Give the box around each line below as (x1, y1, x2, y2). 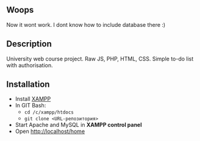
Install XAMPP (15, 95, 51, 103)
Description (6, 39, 52, 49)
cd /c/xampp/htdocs (24, 109, 74, 115)
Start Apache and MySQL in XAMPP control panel (15, 121, 142, 129)
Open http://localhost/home (15, 128, 85, 135)
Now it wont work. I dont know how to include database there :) (6, 21, 166, 28)
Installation (6, 79, 50, 90)
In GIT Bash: (15, 102, 46, 109)
